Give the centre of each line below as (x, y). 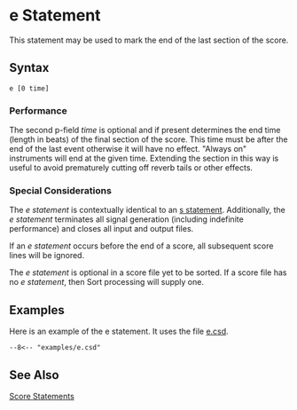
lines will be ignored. (47, 256)
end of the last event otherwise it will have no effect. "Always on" (128, 149)
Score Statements (42, 396)
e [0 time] (29, 88)
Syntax (29, 68)
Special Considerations (61, 190)
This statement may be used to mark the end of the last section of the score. (149, 40)
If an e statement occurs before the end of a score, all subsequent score (141, 246)
